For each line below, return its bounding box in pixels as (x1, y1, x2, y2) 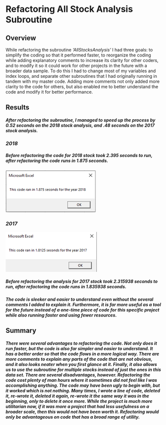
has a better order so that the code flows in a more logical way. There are (5, 351, 160, 357)
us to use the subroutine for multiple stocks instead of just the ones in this (5, 367, 161, 372)
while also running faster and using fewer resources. (5, 312, 117, 318)
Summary (5, 326, 37, 335)
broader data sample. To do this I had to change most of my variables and (5, 68, 156, 74)
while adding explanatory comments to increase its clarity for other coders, (5, 57, 159, 63)
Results (5, 103, 30, 112)
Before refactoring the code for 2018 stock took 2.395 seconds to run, (5, 152, 153, 158)
